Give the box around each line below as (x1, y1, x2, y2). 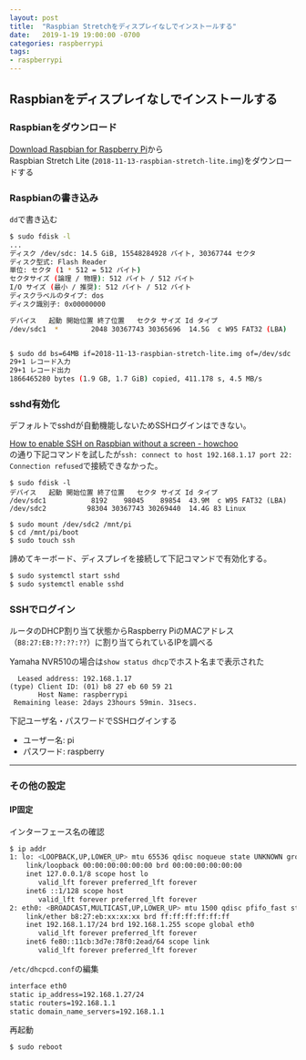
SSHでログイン (9, 603, 76, 616)
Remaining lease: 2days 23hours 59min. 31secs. (13, 698, 198, 708)
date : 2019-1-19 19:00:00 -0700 (9, 30, 141, 39)
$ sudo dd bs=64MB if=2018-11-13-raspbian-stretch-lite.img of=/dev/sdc (9, 349, 291, 358)
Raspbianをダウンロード (9, 121, 117, 134)
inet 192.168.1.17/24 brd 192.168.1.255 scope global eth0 (25, 921, 255, 930)
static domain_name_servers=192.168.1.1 (9, 1007, 166, 1016)
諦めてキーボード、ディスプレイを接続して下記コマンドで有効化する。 (9, 553, 272, 565)
